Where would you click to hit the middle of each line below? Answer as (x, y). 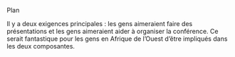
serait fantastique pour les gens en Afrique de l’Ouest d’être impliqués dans (117, 39)
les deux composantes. (41, 46)
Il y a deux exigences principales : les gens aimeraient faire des (100, 24)
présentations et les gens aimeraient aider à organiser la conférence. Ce (113, 31)
